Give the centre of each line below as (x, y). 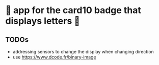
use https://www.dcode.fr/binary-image (54, 57)
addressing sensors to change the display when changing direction (83, 52)
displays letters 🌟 (43, 21)
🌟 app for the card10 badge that (73, 10)
